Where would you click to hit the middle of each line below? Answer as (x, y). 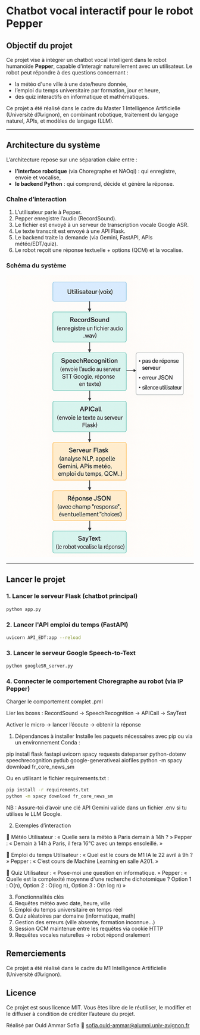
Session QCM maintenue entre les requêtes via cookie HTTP (89, 929)
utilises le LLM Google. (34, 814)
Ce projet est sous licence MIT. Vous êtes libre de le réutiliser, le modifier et (99, 1007)
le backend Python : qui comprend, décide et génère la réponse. (94, 183)
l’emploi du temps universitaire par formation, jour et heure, (87, 90)
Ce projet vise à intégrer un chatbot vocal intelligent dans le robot (86, 60)
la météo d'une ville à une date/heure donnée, (71, 84)
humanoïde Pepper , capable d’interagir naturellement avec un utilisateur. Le (99, 66)
